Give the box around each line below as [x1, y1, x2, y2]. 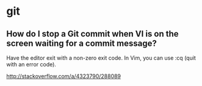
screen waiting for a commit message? [6, 38, 157, 48]
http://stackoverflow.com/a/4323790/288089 [6, 73, 121, 80]
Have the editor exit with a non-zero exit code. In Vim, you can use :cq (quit [6, 54, 197, 62]
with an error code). [6, 61, 57, 68]
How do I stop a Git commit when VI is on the [6, 29, 179, 39]
